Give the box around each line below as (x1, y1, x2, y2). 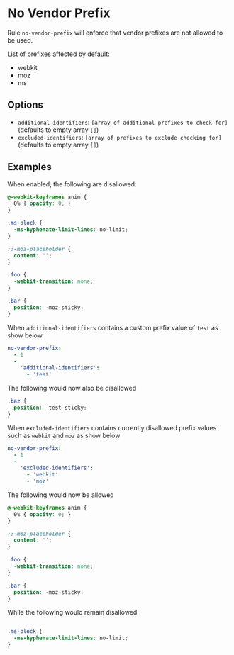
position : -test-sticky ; (13, 404, 87, 411)
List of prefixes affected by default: (7, 50, 110, 58)
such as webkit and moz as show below (7, 431, 121, 440)
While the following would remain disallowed (7, 608, 138, 617)
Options (7, 99, 44, 111)
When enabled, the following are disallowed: (7, 179, 137, 189)
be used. (7, 35, 33, 44)
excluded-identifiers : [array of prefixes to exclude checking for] (17, 133, 222, 141)
